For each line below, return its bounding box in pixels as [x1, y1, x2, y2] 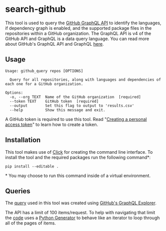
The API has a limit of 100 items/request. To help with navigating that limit [5, 210, 156, 216]
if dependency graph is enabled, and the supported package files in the [5, 25, 152, 31]
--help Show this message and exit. [9, 108, 106, 113]
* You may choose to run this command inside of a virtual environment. [5, 173, 151, 178]
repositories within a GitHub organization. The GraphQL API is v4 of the [5, 30, 152, 36]
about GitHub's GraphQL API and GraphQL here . [5, 41, 104, 47]
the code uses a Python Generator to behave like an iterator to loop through [5, 215, 160, 221]
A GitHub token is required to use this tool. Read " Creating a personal [5, 116, 147, 122]
